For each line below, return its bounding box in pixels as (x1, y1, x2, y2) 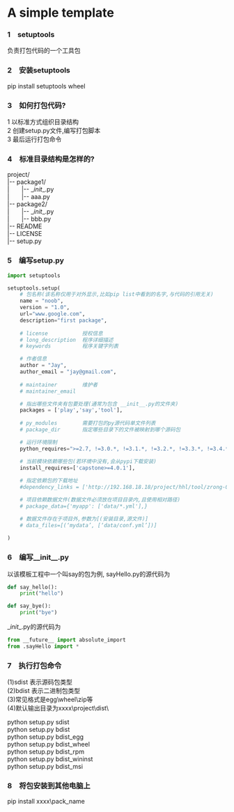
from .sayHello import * (7, 643, 79, 650)
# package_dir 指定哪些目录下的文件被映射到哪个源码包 (19, 426, 181, 433)
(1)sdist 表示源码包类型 (7, 678, 73, 687)
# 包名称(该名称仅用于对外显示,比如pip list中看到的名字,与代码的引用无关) (19, 291, 214, 298)
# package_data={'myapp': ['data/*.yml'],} (19, 503, 148, 510)
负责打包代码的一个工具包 (7, 47, 81, 55)
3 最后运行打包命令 (7, 135, 62, 143)
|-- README (7, 222, 42, 231)
